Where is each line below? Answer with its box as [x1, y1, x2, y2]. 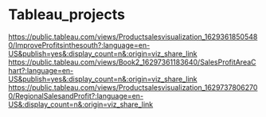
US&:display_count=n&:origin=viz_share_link [8, 99, 154, 109]
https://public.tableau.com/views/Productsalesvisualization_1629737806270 [8, 82, 258, 92]
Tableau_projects [8, 6, 126, 24]
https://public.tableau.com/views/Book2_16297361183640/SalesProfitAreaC [8, 57, 256, 67]
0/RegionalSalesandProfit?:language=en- [8, 91, 144, 100]
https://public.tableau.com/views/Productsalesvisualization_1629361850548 [8, 32, 258, 41]
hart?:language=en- [8, 65, 74, 75]
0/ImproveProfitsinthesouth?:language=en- [8, 40, 151, 49]
